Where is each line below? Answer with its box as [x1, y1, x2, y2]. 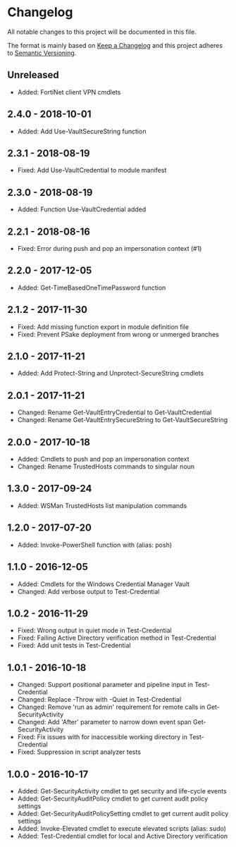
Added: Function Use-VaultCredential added [17, 205, 147, 214]
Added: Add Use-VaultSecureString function [17, 127, 147, 135]
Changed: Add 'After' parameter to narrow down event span [17, 718, 192, 727]
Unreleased [7, 69, 60, 81]
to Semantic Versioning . [7, 49, 77, 57]
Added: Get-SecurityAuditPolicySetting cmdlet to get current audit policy [17, 809, 229, 817]
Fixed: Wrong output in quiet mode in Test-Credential [17, 626, 172, 635]
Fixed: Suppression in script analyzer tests [17, 748, 141, 756]
